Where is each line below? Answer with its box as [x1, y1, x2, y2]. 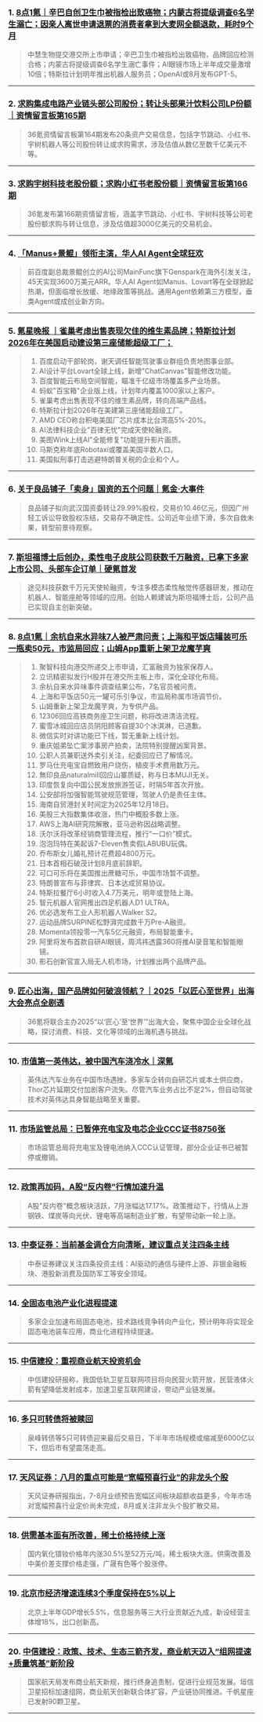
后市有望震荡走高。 [48, 1442, 110, 1452]
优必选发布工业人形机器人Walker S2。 [38, 908, 162, 917]
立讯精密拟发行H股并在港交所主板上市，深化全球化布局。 [38, 672, 223, 682]
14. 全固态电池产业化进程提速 [8, 1297, 117, 1308]
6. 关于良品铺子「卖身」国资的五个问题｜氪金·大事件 [8, 484, 205, 495]
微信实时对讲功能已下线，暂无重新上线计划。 [38, 731, 184, 740]
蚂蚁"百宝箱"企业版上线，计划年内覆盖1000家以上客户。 [38, 386, 219, 396]
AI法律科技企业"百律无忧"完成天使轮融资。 [38, 426, 176, 435]
